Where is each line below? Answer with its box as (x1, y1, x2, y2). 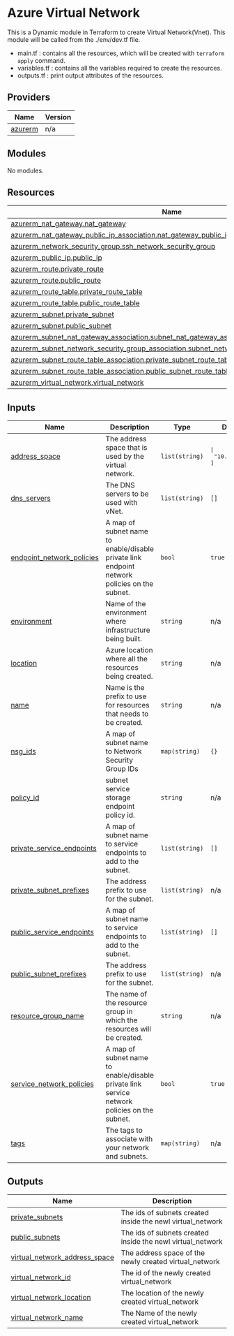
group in (105, 1007, 133, 1017)
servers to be (105, 489, 149, 499)
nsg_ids (10, 747, 36, 756)
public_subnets (10, 1233, 61, 1242)
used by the (105, 452, 144, 462)
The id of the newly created (120, 1268, 211, 1277)
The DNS (105, 480, 136, 490)
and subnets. (105, 1152, 148, 1161)
